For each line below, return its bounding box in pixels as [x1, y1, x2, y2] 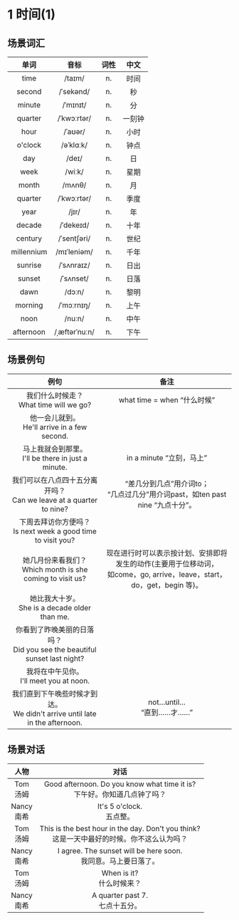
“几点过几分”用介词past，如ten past [107, 489, 227, 499]
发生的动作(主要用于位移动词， [115, 558, 218, 568]
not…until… [148, 697, 186, 707]
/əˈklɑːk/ [60, 140, 88, 150]
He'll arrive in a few [22, 422, 87, 432]
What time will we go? [18, 399, 92, 409]
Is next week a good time [13, 526, 97, 536]
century [16, 234, 43, 243]
